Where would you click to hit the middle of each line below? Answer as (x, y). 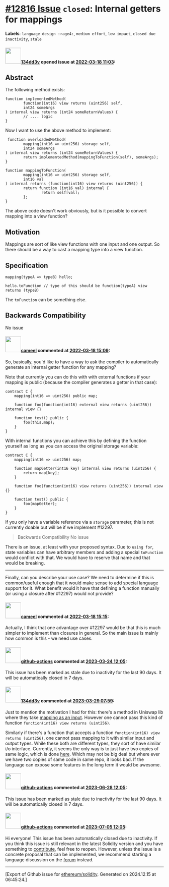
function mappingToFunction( (36, 171)
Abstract (19, 77)
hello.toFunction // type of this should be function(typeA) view (76, 286)
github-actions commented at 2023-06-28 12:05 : (74, 788)
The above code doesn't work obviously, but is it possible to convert (76, 211)
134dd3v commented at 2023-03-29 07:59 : (68, 701)
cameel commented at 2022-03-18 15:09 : (66, 351)
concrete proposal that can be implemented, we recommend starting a (78, 854)
